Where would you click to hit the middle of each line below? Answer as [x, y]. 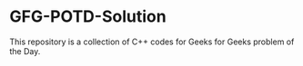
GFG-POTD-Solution [88, 17]
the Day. [25, 51]
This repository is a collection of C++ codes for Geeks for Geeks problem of [152, 42]
